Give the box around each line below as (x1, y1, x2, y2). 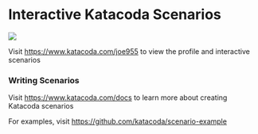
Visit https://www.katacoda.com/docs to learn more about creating (8, 93, 228, 102)
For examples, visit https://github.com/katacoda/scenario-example (8, 117, 227, 126)
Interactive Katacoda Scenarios (8, 6, 221, 24)
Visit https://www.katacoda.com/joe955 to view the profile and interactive (8, 46, 251, 56)
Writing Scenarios (8, 75, 80, 86)
